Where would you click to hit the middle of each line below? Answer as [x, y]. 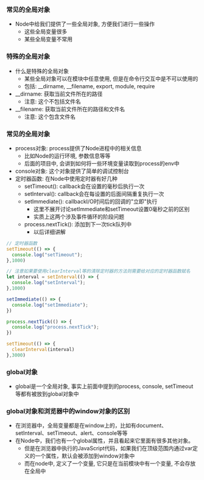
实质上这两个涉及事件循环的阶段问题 [79, 217]
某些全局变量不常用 [48, 39]
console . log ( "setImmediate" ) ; [50, 305]
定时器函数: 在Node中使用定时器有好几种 [66, 178]
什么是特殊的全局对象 [42, 71]
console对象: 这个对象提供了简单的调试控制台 [72, 171]
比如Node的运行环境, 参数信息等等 [67, 156]
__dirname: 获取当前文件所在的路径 [59, 94]
